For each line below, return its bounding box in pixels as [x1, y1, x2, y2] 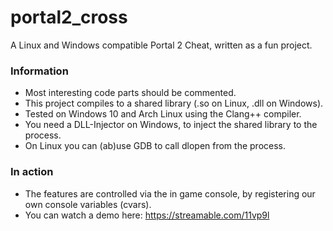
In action [10, 165, 54, 179]
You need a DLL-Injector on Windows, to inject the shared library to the [24, 119, 318, 131]
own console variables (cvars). [24, 198, 152, 210]
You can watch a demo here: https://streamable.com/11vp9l [24, 209, 270, 221]
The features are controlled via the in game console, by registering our [24, 187, 316, 200]
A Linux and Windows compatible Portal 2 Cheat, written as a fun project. [10, 39, 313, 51]
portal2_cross [10, 6, 128, 29]
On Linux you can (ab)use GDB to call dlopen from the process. [24, 140, 287, 152]
